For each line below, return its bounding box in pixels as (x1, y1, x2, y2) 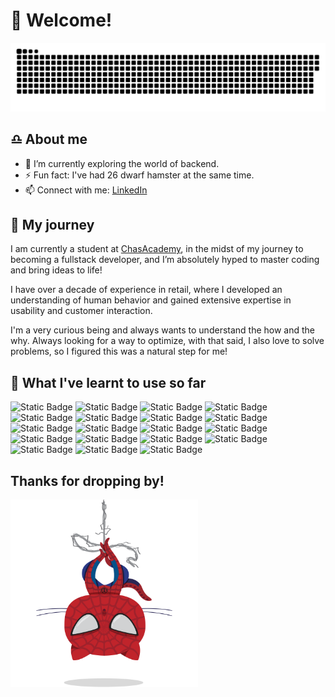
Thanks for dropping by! (10, 472, 165, 489)
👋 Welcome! (10, 9, 113, 32)
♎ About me (10, 131, 88, 148)
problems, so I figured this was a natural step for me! (10, 345, 228, 358)
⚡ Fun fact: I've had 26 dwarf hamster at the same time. (24, 169, 255, 181)
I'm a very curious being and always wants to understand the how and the (10, 324, 316, 336)
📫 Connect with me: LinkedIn (24, 184, 148, 196)
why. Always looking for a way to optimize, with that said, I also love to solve (10, 335, 325, 347)
